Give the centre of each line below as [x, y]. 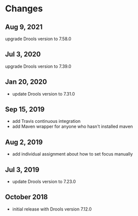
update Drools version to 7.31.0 [44, 94]
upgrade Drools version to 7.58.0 [38, 39]
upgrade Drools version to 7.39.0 [38, 66]
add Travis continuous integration [46, 121]
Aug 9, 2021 [24, 27]
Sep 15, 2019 [25, 109]
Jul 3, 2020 [23, 54]
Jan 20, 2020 [26, 82]
